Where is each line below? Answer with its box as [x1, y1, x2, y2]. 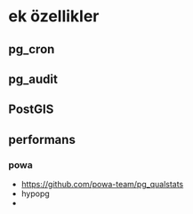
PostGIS [8, 102, 54, 117]
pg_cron [8, 42, 55, 57]
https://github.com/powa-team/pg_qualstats [20, 179, 184, 190]
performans [8, 131, 76, 147]
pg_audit [8, 71, 59, 86]
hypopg [20, 188, 50, 199]
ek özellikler [8, 6, 100, 27]
